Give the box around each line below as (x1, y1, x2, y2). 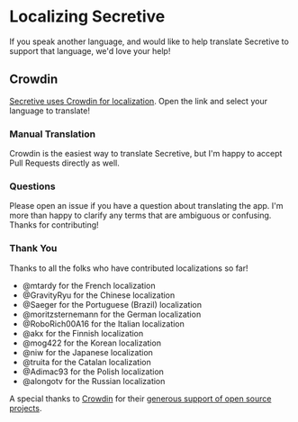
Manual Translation (9, 128, 96, 140)
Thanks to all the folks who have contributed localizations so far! (9, 263, 249, 274)
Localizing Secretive (9, 6, 166, 27)
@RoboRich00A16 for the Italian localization (22, 318, 185, 329)
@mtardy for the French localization (22, 280, 156, 291)
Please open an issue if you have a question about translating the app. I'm (9, 201, 284, 211)
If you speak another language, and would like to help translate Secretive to (9, 36, 290, 47)
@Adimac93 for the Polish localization (22, 366, 165, 377)
